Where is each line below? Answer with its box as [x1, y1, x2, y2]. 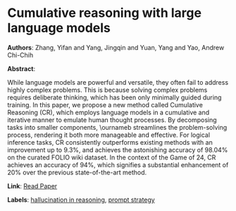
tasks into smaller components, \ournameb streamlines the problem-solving [7, 123, 228, 131]
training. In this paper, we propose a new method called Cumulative [7, 100, 203, 109]
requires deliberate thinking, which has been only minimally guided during [7, 93, 222, 102]
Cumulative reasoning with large [7, 5, 202, 21]
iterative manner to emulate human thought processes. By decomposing [7, 115, 217, 124]
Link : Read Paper [7, 181, 58, 190]
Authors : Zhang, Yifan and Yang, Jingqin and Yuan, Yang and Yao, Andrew [7, 43, 225, 52]
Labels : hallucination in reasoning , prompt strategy [7, 195, 155, 204]
